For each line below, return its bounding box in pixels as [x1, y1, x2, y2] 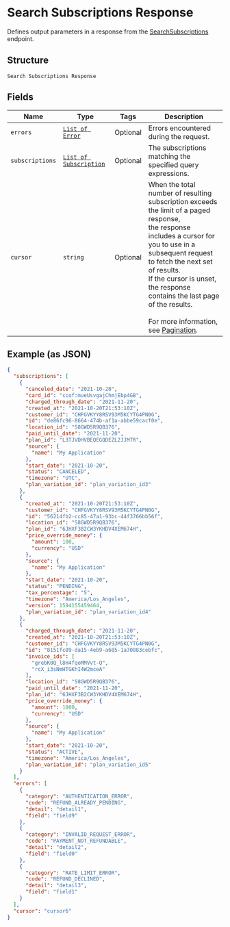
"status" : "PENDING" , [25, 583, 88, 590]
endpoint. [7, 34, 34, 42]
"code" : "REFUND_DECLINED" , [25, 876, 106, 882]
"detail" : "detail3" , [25, 882, 88, 889]
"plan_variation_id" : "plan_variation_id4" [25, 608, 152, 615]
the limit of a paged [148, 205, 211, 215]
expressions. [148, 168, 190, 178]
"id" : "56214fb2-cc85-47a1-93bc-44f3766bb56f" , [25, 513, 164, 520]
